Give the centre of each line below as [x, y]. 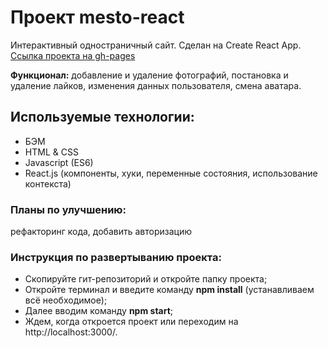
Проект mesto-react [97, 17]
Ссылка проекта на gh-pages [73, 55]
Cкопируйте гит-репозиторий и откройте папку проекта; [146, 279]
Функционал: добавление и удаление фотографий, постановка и [149, 75]
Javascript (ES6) [59, 162]
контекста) [48, 183]
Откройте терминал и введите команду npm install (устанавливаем [169, 290]
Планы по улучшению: [68, 209]
